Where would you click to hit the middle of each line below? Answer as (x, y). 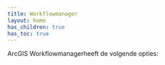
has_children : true (36, 27)
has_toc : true (28, 34)
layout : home (27, 20)
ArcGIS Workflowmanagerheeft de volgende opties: (83, 54)
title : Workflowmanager (43, 14)
